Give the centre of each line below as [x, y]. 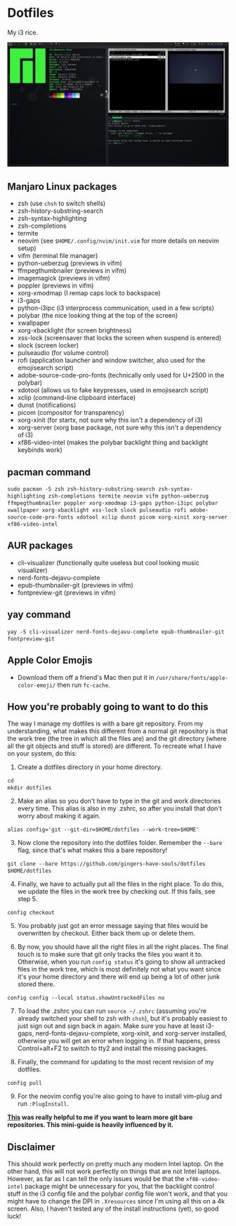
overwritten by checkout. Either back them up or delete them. [106, 934]
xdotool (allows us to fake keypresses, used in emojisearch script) [113, 390]
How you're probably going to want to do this [108, 707]
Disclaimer [31, 1147]
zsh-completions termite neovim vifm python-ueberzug [129, 496]
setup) [27, 248]
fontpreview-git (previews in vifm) [66, 593]
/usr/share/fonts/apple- [192, 678]
